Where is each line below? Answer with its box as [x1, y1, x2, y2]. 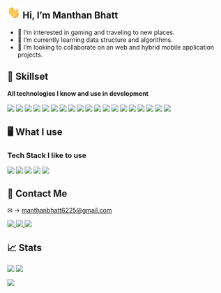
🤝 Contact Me [7, 187, 68, 199]
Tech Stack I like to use [7, 150, 87, 160]
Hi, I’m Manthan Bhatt [22, 10, 119, 22]
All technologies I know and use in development [7, 89, 148, 97]
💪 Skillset [7, 71, 49, 83]
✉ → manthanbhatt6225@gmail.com [7, 206, 112, 215]
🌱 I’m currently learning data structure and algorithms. [17, 35, 173, 44]
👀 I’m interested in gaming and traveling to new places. [17, 28, 175, 36]
